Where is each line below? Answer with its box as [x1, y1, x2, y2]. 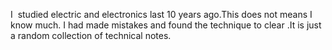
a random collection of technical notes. [10, 30, 172, 41]
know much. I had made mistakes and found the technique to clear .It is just [10, 19, 322, 31]
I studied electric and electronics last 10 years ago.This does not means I [10, 9, 313, 20]
